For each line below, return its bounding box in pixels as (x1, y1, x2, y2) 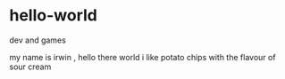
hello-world (9, 5, 98, 26)
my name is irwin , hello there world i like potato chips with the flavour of (9, 51, 276, 62)
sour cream (9, 61, 52, 72)
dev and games (9, 35, 67, 45)
